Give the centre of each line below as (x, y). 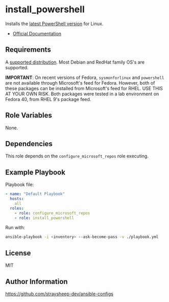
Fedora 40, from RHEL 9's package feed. (48, 99)
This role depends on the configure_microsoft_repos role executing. (77, 156)
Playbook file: (20, 185)
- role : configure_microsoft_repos (52, 213)
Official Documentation (37, 33)
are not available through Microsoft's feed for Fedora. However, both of (80, 83)
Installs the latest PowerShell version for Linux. (54, 24)
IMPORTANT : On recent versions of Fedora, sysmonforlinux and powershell (85, 77)
